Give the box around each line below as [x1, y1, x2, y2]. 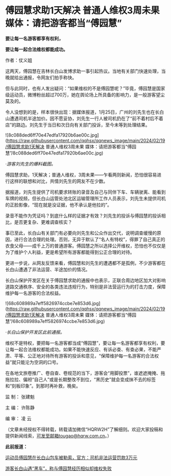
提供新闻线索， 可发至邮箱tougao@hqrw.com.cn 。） [5, 432, 112, 439]
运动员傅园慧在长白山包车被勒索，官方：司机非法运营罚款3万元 [5, 454, 137, 461]
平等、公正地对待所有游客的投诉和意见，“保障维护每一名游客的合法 [14, 353, 155, 359]
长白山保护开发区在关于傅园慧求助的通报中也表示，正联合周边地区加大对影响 [5, 277, 166, 283]
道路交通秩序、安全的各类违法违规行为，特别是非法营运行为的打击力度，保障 [5, 284, 166, 290]
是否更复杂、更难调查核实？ [14, 219, 72, 225]
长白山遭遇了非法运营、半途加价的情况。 [5, 266, 90, 272]
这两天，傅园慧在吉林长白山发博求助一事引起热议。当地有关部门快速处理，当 [5, 68, 166, 74]
